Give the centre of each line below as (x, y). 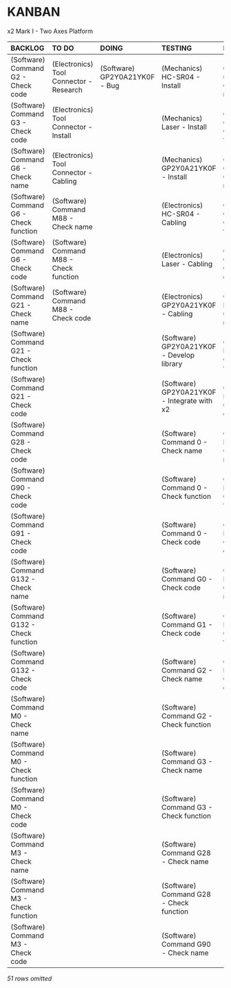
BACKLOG (27, 48)
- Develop (178, 355)
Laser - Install (184, 127)
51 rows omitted (30, 978)
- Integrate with (187, 400)
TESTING (177, 48)
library (172, 364)
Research (67, 90)
